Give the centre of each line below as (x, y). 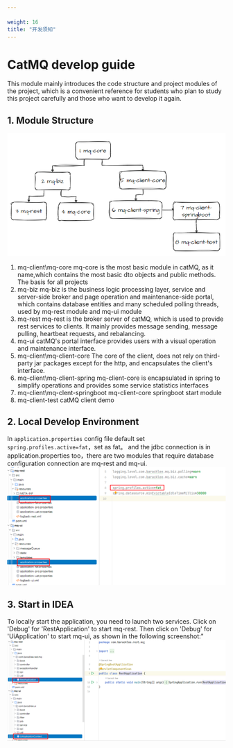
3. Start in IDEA (41, 605)
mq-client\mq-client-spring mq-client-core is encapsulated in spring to (119, 378)
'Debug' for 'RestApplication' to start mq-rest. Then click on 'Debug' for (110, 629)
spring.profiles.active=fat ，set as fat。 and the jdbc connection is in (109, 447)
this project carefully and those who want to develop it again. (94, 99)
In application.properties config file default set (76, 438)
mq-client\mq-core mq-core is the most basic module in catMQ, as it (115, 267)
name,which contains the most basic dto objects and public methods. (116, 274)
